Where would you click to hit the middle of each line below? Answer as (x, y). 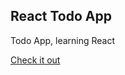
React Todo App (61, 16)
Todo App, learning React (63, 40)
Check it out (35, 60)
